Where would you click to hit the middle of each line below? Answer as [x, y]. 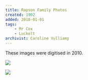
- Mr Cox [24, 29]
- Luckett [25, 34]
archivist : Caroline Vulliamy [37, 39]
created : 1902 [20, 15]
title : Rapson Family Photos [36, 10]
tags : [11, 24]
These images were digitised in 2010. [44, 53]
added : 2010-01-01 [25, 19]
